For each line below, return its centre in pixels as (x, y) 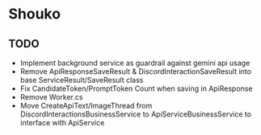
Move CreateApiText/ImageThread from (86, 106)
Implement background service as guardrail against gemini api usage (135, 63)
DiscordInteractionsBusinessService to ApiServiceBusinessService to (136, 114)
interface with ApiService (62, 123)
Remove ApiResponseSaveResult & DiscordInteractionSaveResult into (136, 72)
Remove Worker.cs (51, 97)
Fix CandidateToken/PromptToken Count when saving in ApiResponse (136, 88)
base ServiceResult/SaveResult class (82, 80)
